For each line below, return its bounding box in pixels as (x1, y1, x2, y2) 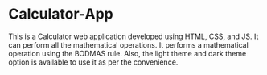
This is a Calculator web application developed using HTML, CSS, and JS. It (8, 31, 259, 41)
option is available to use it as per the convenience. (8, 57, 179, 67)
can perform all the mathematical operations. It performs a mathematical (8, 40, 249, 49)
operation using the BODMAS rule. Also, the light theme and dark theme (8, 48, 247, 58)
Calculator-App (8, 5, 114, 23)
